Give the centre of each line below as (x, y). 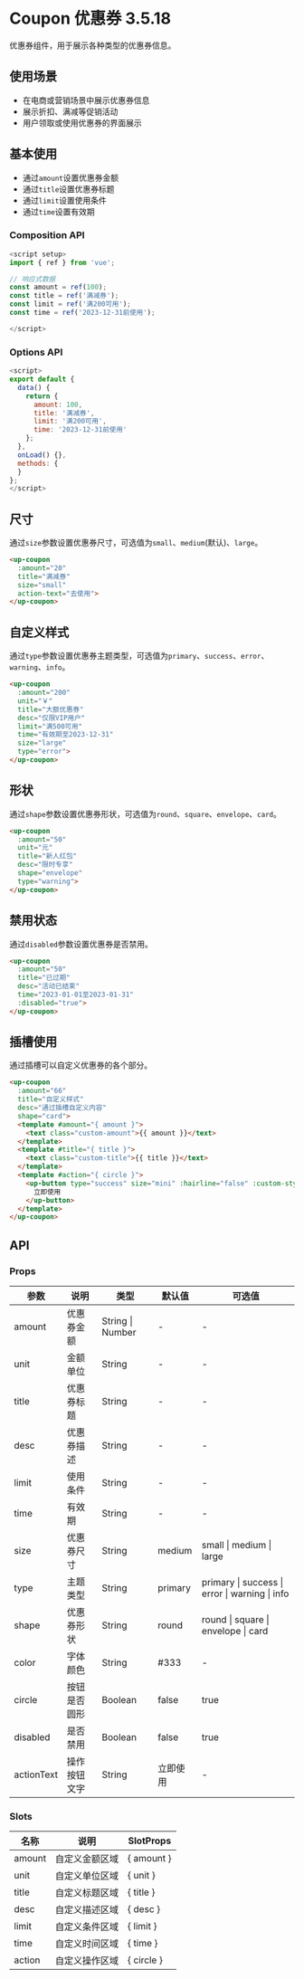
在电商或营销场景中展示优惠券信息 (86, 100)
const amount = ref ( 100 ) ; (58, 287)
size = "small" (42, 585)
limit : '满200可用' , (70, 422)
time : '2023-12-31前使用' (80, 430)
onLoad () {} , (42, 455)
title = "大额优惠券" (51, 709)
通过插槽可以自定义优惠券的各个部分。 (81, 1065)
